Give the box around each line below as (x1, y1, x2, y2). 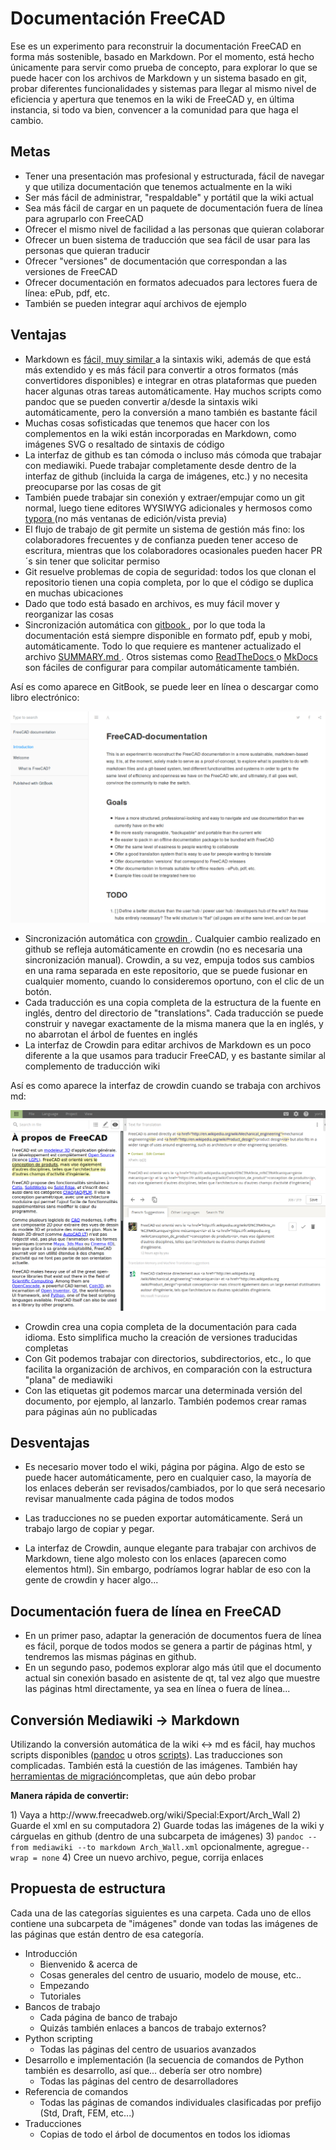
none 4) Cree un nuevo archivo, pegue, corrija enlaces (41, 1852, 264, 1864)
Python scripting (24, 2032, 93, 2044)
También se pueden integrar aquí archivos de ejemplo (24, 297, 247, 309)
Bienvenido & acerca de (39, 1958, 138, 1970)
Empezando (39, 1979, 90, 1991)
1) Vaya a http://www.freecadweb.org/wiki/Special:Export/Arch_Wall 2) (10, 1809, 302, 1821)
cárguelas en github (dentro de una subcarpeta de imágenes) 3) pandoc (10, 1830, 304, 1842)
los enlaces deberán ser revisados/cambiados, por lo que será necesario (24, 1482, 326, 1494)
